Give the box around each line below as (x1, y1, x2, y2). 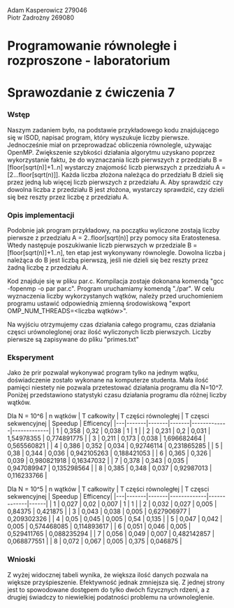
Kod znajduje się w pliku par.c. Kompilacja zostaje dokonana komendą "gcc (7, 277, 224, 285)
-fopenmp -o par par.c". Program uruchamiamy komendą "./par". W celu (7, 284, 214, 293)
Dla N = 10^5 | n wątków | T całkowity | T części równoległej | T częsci (7, 485, 210, 493)
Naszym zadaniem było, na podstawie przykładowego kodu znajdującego (7, 125, 219, 134)
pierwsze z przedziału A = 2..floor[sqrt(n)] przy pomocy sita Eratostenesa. (7, 233, 221, 242)
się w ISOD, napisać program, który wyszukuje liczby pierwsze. (7, 133, 190, 141)
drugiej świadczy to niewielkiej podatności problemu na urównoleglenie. (7, 593, 215, 601)
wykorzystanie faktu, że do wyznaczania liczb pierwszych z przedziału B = (7, 156, 224, 164)
